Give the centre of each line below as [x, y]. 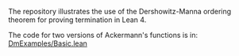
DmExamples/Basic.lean [48, 43]
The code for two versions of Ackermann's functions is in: [103, 35]
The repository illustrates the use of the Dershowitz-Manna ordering [120, 11]
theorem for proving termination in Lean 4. [77, 20]
